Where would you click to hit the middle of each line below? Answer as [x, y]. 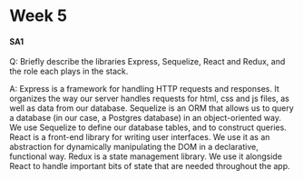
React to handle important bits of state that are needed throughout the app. [150, 166]
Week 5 [39, 16]
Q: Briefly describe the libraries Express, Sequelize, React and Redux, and [147, 62]
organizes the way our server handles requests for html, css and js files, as [150, 99]
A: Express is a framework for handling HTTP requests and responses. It [144, 89]
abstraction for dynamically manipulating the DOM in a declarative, [134, 147]
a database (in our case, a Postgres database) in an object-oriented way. [145, 118]
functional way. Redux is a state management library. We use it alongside [146, 156]
